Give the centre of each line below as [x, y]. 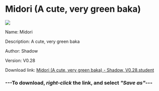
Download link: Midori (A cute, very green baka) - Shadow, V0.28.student [80, 70]
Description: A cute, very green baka [42, 41]
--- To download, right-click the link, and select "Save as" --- [79, 83]
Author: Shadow [21, 51]
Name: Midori [19, 32]
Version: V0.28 [20, 61]
